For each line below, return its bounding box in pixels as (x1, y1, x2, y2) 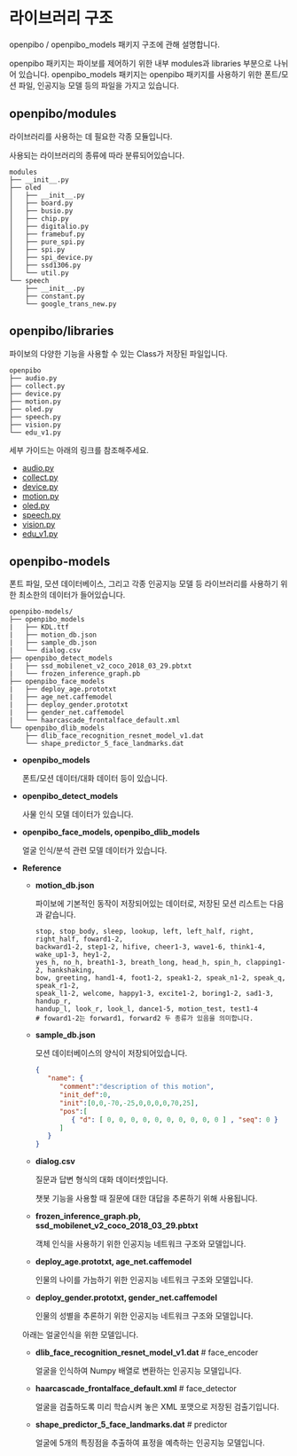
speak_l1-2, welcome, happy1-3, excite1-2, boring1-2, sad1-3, (35, 990, 275, 998)
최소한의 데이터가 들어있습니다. (18, 590, 126, 600)
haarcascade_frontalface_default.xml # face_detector (35, 1383, 237, 1394)
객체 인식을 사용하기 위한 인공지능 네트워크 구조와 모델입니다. (35, 1239, 246, 1249)
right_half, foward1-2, (35, 935, 124, 944)
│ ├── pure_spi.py (9, 237, 86, 247)
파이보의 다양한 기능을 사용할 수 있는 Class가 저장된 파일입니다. (9, 348, 228, 359)
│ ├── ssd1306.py (9, 261, 82, 270)
